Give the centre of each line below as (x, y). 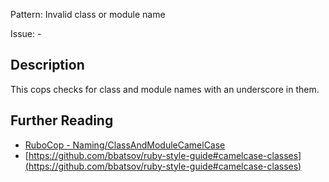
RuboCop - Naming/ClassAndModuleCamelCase (125, 145)
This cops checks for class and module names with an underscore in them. (165, 89)
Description (47, 65)
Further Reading (62, 120)
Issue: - (26, 33)
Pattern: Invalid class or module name (88, 14)
